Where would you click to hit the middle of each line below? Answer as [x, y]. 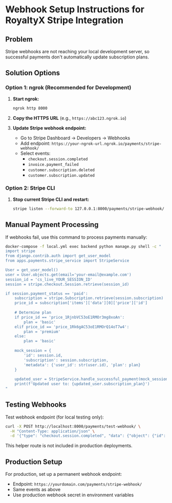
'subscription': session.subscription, [66, 360]
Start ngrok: [26, 99]
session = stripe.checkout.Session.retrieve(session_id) [67, 284]
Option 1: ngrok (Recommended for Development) [68, 88]
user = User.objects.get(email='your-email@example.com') [68, 275]
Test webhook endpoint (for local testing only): [55, 417]
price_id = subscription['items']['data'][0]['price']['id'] [81, 303]
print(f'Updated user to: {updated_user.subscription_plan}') [82, 384]
